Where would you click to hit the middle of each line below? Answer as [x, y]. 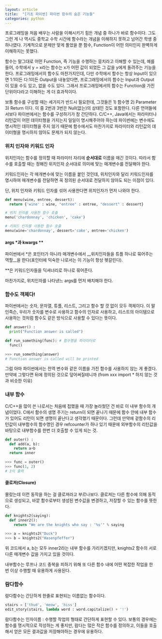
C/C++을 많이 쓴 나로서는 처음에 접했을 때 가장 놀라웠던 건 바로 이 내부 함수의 [78, 406]
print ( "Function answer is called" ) [46, 332]
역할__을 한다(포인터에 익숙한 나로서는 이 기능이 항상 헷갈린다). [64, 260]
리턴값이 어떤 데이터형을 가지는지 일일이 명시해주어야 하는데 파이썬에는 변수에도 [80, 120]
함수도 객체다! [20, 295]
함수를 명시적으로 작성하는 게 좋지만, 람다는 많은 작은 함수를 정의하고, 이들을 [77, 625]
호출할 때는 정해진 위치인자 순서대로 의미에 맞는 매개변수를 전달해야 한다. [82, 164]
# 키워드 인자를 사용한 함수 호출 [33, 226]
